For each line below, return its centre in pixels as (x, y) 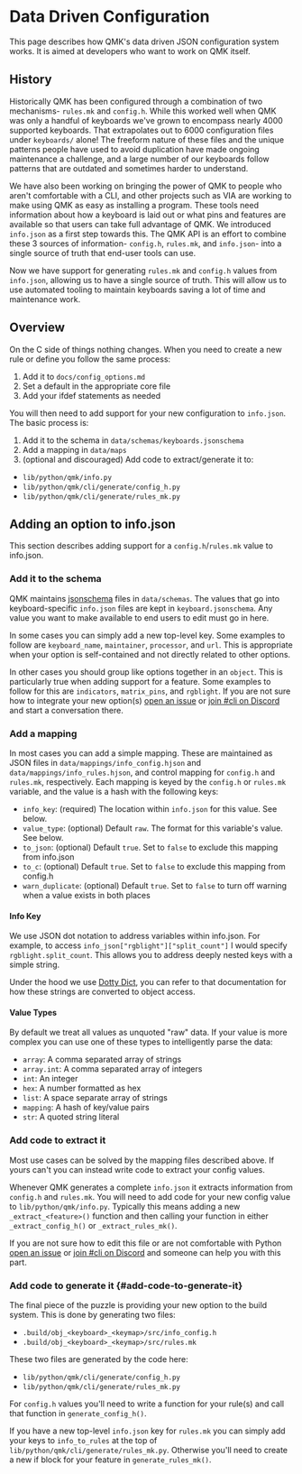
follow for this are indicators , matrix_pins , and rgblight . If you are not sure (150, 691)
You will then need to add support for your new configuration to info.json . (148, 413)
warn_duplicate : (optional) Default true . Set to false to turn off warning (154, 885)
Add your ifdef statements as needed (92, 395)
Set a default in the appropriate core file (96, 386)
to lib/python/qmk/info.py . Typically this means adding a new (125, 1206)
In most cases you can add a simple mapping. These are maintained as (141, 753)
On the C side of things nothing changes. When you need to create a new (146, 349)
